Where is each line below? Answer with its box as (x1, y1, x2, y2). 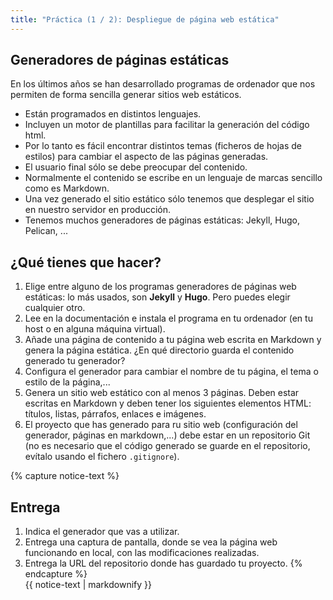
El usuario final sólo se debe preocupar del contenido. (24, 161, 248, 173)
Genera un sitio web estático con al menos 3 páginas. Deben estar (24, 387, 300, 399)
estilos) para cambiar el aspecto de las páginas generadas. (24, 151, 269, 163)
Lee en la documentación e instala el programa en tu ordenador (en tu (24, 312, 313, 325)
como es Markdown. (24, 182, 110, 195)
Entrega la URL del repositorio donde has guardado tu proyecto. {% (24, 557, 303, 570)
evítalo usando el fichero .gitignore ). (24, 451, 180, 463)
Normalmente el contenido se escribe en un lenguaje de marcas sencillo (24, 172, 323, 184)
